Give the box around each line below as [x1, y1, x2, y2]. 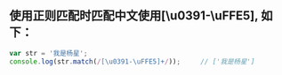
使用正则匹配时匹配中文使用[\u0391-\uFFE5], [9, 8, 259, 24]
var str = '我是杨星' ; [9, 49, 88, 57]
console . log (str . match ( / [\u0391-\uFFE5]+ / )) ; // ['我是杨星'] [9, 56, 255, 66]
